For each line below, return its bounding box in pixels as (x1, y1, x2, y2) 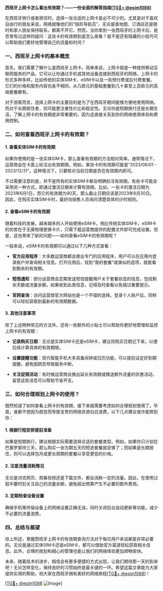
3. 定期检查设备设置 (5, 493, 45, 499)
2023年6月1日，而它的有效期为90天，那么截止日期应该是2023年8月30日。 (5, 190, 154, 196)
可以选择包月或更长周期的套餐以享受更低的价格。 (17, 451, 115, 457)
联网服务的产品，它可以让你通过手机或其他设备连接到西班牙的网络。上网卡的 (5, 71, 158, 77)
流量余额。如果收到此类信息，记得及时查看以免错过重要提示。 (29, 282, 153, 288)
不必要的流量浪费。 (5, 511, 44, 517)
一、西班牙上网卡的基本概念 (5, 53, 70, 59)
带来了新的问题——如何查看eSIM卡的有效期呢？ (21, 232, 117, 238)
